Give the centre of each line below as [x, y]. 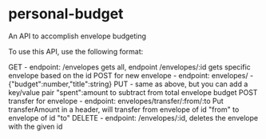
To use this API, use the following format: [76, 51]
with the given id [36, 126]
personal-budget [66, 14]
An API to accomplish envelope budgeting [77, 36]
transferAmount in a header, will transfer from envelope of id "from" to [124, 109]
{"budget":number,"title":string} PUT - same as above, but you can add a [128, 84]
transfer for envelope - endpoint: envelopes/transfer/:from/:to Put [116, 101]
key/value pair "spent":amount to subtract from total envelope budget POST [133, 92]
